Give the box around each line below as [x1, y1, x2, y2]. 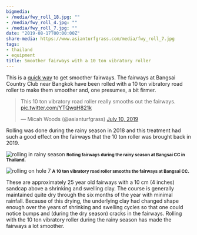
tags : [6, 42, 19, 48]
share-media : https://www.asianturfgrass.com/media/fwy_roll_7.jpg [6, 36, 175, 42]
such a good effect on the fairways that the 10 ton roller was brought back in [6, 133, 191, 140]
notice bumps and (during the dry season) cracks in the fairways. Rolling [6, 210, 182, 217]
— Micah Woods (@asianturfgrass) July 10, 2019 [20, 115, 139, 122]
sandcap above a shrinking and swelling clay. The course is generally [6, 184, 175, 192]
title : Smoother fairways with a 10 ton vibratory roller [6, 58, 151, 63]
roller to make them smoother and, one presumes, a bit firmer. [6, 86, 156, 93]
